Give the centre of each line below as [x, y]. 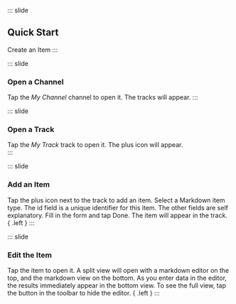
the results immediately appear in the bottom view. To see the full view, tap [117, 286]
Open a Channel [36, 82]
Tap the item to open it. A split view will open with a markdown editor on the [118, 270]
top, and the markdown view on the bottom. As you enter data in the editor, [117, 278]
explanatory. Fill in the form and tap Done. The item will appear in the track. [117, 215]
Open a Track [31, 129]
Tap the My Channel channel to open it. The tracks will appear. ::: [103, 97]
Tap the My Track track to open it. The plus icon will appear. [95, 145]
